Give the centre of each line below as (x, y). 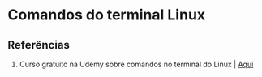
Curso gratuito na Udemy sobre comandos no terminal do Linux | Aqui (136, 64)
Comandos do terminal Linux (107, 15)
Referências (39, 45)
